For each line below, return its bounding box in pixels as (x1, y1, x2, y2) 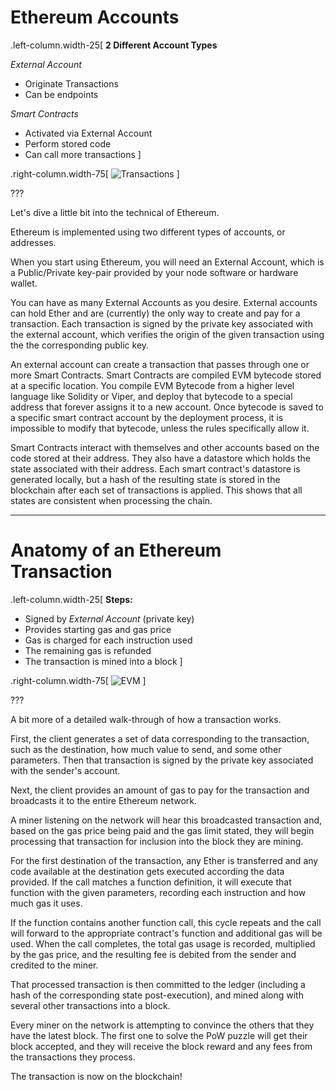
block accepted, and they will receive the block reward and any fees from (10, 1040, 313, 1052)
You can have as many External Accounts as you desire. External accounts (10, 296, 318, 308)
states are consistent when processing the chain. (10, 494, 213, 506)
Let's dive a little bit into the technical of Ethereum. (10, 206, 220, 218)
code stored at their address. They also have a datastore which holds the (10, 452, 311, 464)
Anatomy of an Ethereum (10, 539, 222, 562)
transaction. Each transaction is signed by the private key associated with (10, 317, 313, 330)
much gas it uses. (10, 897, 83, 909)
